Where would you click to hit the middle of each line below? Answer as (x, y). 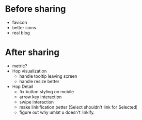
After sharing (32, 52)
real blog (21, 33)
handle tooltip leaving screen (48, 76)
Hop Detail (23, 86)
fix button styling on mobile (47, 91)
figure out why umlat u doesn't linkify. (57, 112)
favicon (20, 22)
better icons (24, 27)
